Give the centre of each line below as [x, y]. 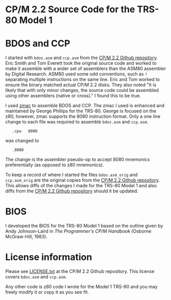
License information [49, 257]
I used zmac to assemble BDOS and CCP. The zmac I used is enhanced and [85, 106]
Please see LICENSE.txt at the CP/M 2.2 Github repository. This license [80, 271]
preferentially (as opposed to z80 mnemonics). [55, 165]
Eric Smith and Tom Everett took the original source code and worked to [81, 63]
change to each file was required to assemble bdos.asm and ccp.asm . [77, 122]
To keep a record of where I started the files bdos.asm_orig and [71, 175]
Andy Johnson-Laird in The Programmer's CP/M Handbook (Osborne [78, 231]
